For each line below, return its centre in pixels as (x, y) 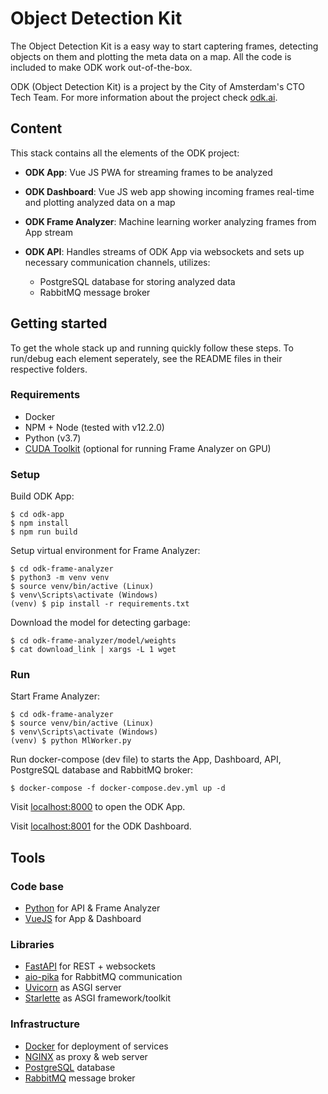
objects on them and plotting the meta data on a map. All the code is (151, 56)
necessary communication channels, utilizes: (117, 262)
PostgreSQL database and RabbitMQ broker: (102, 770)
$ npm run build (44, 532)
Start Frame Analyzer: (55, 696)
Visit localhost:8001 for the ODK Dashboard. (101, 826)
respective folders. (49, 369)
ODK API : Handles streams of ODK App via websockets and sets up (164, 251)
